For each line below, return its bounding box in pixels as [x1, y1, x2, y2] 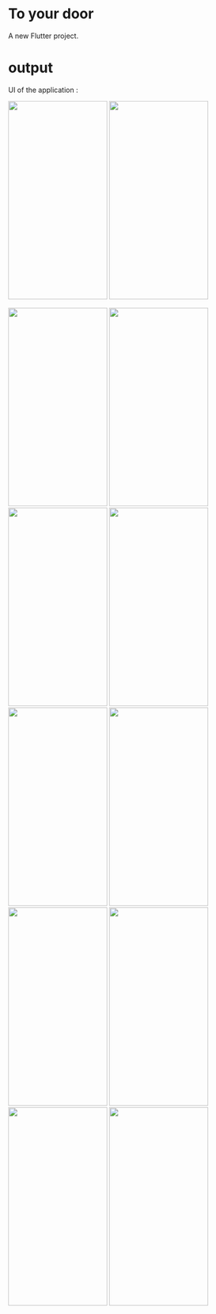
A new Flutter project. [8, 31, 79, 40]
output [8, 59, 54, 77]
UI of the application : [8, 85, 78, 94]
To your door [8, 5, 94, 23]
